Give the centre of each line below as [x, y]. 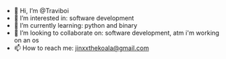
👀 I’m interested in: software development [74, 18]
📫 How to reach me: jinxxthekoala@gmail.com [81, 48]
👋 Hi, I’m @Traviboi [41, 11]
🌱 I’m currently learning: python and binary [76, 25]
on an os [27, 40]
